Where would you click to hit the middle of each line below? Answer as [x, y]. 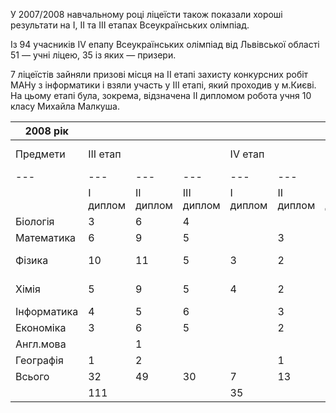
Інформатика [47, 311]
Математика [46, 237]
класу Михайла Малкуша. [65, 106]
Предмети [40, 154]
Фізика [32, 260]
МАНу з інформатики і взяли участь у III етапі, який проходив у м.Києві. [163, 85]
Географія [39, 360]
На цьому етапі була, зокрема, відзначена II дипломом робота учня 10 [161, 95]
